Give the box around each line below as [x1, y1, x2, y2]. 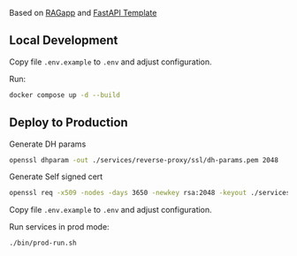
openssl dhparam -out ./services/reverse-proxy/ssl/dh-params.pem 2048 [9, 155, 278, 164]
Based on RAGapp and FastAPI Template [9, 8, 157, 18]
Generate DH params [9, 139, 87, 149]
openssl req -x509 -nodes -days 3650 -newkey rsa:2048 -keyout [9, 189, 247, 198]
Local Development [9, 33, 118, 48]
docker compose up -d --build [9, 90, 121, 100]
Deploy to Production [9, 115, 128, 131]
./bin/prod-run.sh [9, 238, 77, 248]
